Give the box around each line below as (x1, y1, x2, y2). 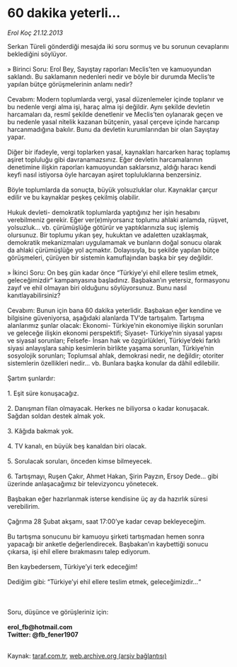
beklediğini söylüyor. (7, 50, 68, 58)
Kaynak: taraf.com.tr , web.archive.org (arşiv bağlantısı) (7, 651, 168, 660)
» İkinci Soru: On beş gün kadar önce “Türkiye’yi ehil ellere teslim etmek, (7, 268, 219, 277)
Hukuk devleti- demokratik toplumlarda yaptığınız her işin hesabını (7, 208, 200, 216)
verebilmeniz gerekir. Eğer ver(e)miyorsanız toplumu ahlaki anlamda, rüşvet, (7, 215, 229, 224)
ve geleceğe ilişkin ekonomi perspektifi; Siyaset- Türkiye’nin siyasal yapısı (7, 329, 223, 337)
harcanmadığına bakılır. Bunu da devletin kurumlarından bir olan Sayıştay (7, 125, 219, 133)
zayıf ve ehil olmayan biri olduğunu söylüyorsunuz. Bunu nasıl (7, 283, 187, 292)
